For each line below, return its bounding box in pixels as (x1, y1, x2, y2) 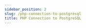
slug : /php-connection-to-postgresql (4, 11, 82, 16)
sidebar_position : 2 (4, 7, 47, 12)
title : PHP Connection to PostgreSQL (4, 16, 82, 20)
